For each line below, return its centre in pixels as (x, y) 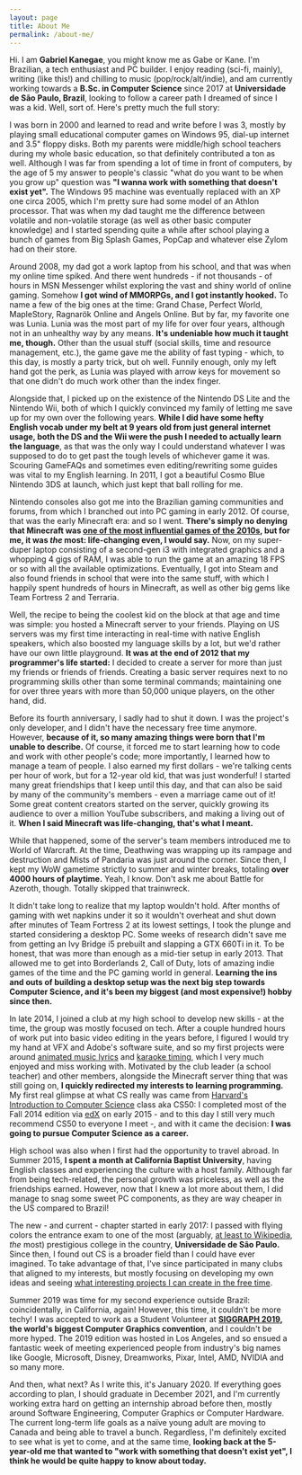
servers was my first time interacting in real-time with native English (135, 634)
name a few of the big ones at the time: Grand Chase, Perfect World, (136, 305)
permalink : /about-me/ (52, 34)
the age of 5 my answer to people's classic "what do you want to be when (147, 173)
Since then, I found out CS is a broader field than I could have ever (133, 1254)
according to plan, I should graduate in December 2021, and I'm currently (145, 1394)
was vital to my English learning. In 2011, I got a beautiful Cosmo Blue (137, 475)
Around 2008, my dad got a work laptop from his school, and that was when (150, 267)
